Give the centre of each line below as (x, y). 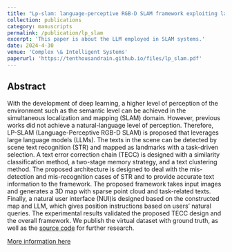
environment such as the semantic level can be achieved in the (97, 110)
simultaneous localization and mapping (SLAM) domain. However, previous (114, 117)
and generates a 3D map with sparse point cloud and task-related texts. (109, 191)
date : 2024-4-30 (30, 46)
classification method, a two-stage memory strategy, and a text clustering (112, 162)
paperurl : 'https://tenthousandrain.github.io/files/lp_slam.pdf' (105, 59)
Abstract (27, 87)
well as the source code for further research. (71, 228)
